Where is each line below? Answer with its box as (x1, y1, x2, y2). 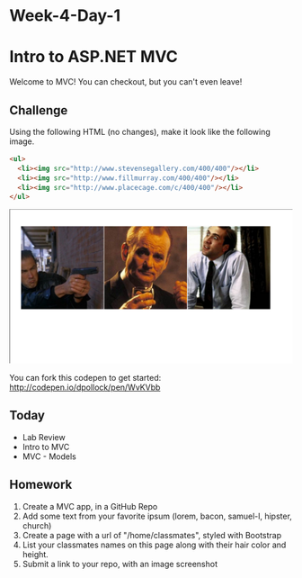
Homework (9, 477, 73, 492)
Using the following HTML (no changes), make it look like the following (9, 126, 271, 137)
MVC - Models (22, 451, 76, 462)
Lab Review (22, 431, 66, 442)
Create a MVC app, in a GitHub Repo (22, 501, 158, 511)
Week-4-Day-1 (9, 5, 121, 26)
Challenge (9, 103, 68, 118)
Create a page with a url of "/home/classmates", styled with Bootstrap (22, 529, 282, 540)
